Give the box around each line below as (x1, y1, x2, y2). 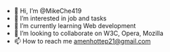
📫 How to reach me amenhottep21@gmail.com (13, 37, 151, 45)
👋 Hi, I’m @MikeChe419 (13, 7, 82, 15)
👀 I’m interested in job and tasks (13, 14, 107, 22)
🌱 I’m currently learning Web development (13, 22, 136, 30)
